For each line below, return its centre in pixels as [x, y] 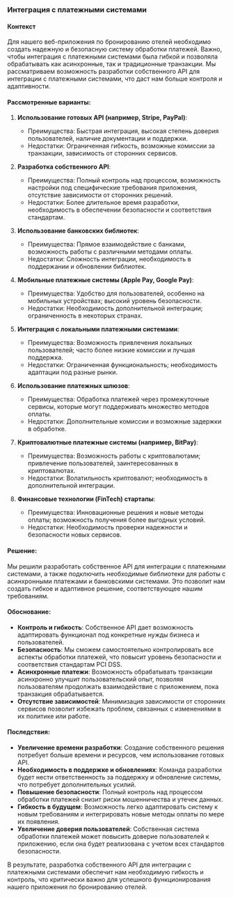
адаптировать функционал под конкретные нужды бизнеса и [108, 635]
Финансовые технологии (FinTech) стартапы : [86, 499]
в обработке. [47, 429]
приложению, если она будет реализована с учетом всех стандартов [121, 844]
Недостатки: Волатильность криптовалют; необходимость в [118, 478]
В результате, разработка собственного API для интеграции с [99, 865]
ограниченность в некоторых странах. [85, 316]
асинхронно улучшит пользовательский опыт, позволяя [100, 679]
